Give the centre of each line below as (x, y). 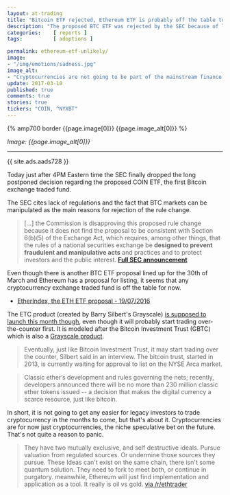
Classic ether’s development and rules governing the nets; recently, (119, 377)
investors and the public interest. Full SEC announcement (105, 260)
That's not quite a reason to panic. (55, 434)
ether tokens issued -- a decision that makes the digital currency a (117, 391)
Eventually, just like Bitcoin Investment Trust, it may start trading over (121, 349)
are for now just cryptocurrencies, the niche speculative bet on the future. (111, 427)
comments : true (29, 96)
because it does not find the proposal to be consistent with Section (118, 230)
